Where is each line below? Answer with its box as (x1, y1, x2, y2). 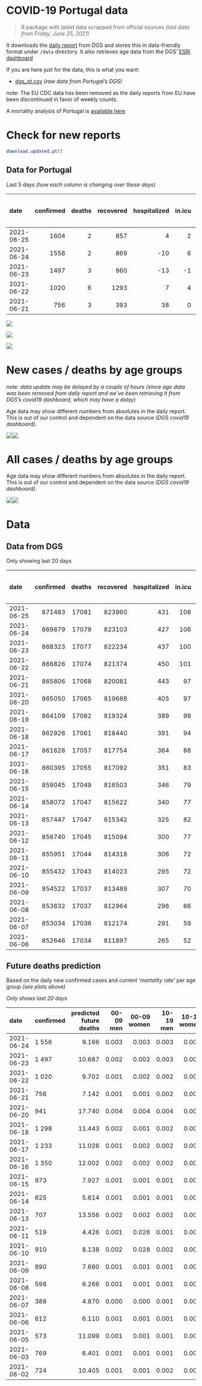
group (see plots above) (6, 983, 66, 990)
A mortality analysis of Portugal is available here (6, 107, 126, 114)
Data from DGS (6, 542, 63, 552)
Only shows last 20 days (6, 995, 68, 1002)
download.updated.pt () (6, 148, 63, 154)
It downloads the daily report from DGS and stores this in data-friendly (6, 41, 181, 49)
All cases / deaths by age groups (6, 452, 173, 466)
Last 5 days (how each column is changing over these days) (6, 181, 156, 188)
